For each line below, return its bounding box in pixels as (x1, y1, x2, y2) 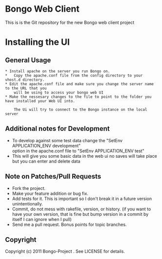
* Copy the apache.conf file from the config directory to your (5, 73, 143, 78)
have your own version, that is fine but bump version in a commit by (12, 211, 149, 217)
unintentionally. (12, 201, 43, 206)
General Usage (5, 56, 51, 64)
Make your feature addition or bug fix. (12, 190, 89, 196)
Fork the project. (12, 185, 46, 191)
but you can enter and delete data (12, 158, 81, 164)
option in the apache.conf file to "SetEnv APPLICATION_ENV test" (12, 148, 145, 154)
